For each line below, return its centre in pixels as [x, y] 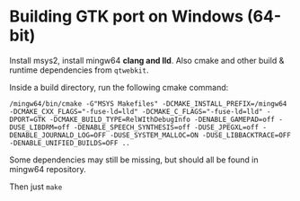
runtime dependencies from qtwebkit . [79, 70]
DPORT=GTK [28, 119]
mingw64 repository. [48, 169]
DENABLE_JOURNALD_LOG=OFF [57, 135]
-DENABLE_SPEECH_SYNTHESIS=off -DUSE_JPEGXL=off [166, 127]
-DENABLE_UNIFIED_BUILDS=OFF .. [70, 143]
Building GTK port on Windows [127, 17]
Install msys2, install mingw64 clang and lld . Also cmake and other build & [147, 60]
